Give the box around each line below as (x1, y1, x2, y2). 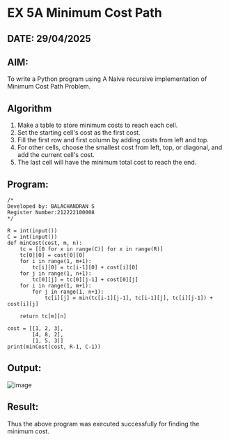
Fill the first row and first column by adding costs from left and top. (17, 136, 209, 144)
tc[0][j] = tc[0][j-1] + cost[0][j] (32, 276, 139, 283)
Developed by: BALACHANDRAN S (7, 203, 95, 210)
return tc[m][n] (19, 313, 68, 320)
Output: (7, 362, 42, 374)
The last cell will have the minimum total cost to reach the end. (17, 158, 197, 167)
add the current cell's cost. (17, 151, 95, 159)
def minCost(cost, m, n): (7, 239, 82, 247)
